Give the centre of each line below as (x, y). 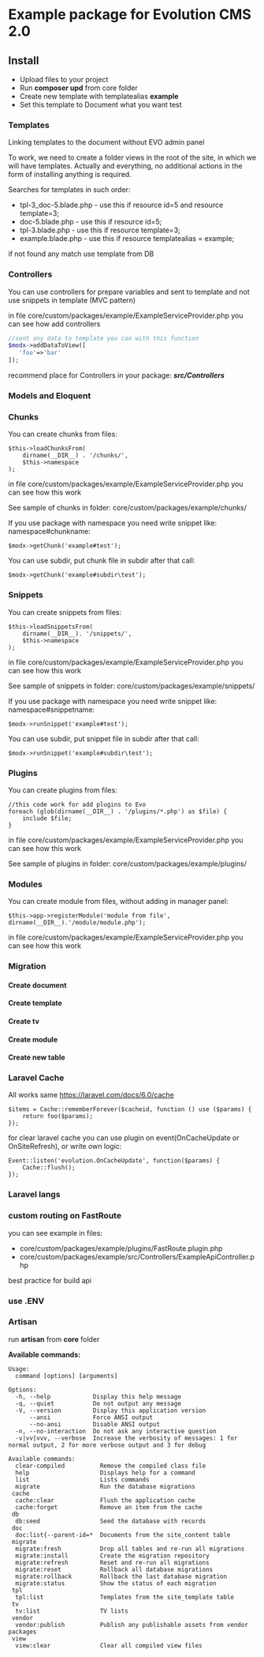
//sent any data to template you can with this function (104, 338)
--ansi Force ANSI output (91, 1417)
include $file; (47, 818)
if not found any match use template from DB (81, 254)
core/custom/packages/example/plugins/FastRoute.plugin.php (121, 1248)
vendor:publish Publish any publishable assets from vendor (132, 1625)
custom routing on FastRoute (65, 1216)
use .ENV (26, 1301)
